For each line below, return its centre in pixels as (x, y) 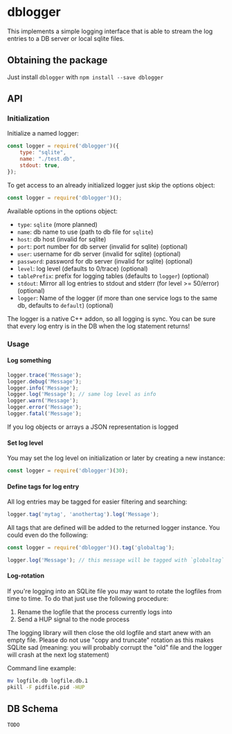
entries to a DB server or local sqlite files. (66, 38)
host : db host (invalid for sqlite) (62, 239)
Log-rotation (26, 576)
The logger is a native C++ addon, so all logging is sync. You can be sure (111, 318)
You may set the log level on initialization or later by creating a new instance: (116, 458)
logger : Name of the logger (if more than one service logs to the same (117, 297)
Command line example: (42, 668)
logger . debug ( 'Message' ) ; (44, 381)
